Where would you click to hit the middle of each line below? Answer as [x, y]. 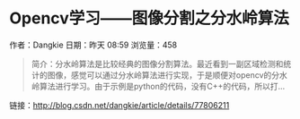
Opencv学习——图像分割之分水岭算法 [150, 18]
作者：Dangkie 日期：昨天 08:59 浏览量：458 [93, 45]
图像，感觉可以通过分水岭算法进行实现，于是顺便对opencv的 [159, 75]
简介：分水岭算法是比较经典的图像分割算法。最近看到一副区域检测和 [157, 64]
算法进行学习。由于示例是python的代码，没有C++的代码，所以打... [162, 86]
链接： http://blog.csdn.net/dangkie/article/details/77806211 [119, 105]
